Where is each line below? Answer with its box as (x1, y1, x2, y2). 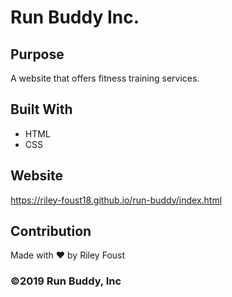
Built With (10, 101, 73, 118)
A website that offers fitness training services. (10, 72, 200, 84)
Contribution (10, 223, 92, 240)
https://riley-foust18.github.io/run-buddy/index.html (10, 194, 223, 206)
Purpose (10, 46, 65, 63)
